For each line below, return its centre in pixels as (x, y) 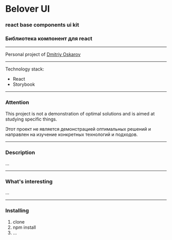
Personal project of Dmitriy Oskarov (43, 55)
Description (20, 152)
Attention (17, 103)
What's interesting (29, 181)
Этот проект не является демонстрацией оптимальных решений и (78, 129)
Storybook (24, 84)
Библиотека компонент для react (49, 39)
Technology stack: (25, 69)
